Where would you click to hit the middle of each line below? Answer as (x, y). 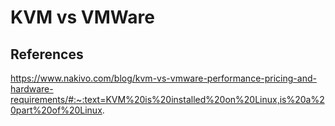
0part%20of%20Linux (56, 110)
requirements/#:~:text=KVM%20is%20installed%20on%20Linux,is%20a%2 (167, 99)
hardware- (32, 89)
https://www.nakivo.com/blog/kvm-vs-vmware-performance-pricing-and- (163, 78)
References (47, 54)
